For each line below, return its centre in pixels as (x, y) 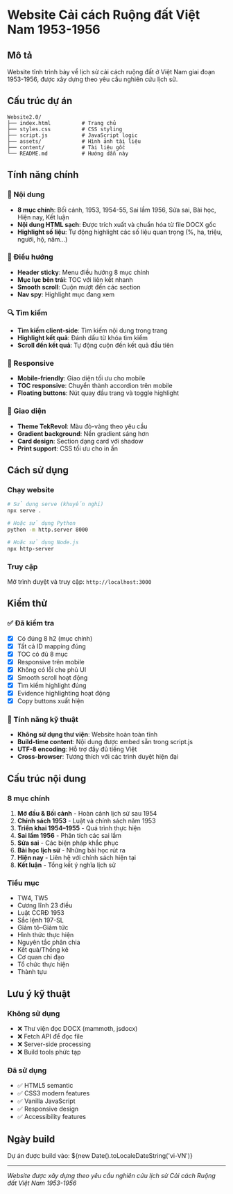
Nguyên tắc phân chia (49, 942)
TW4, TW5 (33, 898)
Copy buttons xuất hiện (51, 701)
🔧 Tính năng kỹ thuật (43, 720)
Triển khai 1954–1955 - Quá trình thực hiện (79, 828)
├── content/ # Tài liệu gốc (67, 147)
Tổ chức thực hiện (43, 964)
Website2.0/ (24, 117)
